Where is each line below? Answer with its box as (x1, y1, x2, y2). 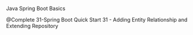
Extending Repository (6, 23, 58, 29)
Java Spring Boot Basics (6, 5, 66, 12)
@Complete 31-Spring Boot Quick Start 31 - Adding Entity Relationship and (6, 16, 188, 23)
